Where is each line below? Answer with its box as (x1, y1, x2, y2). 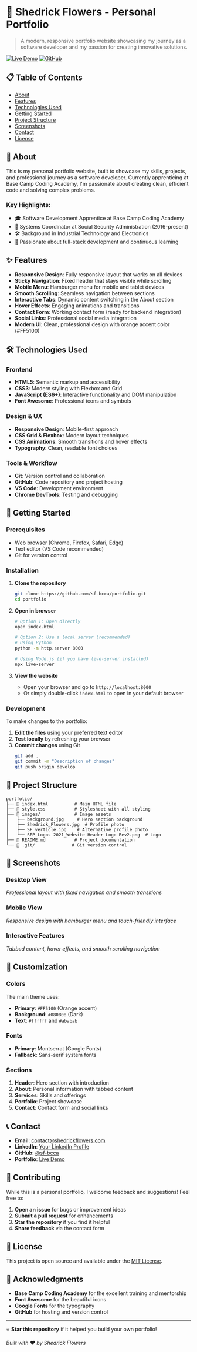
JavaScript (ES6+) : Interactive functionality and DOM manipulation (14, 391, 177, 399)
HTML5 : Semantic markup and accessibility (14, 379, 121, 386)
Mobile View (6, 903, 43, 912)
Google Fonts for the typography (14, 1302, 95, 1310)
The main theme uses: (6, 993, 60, 1000)
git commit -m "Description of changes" (14, 758, 115, 764)
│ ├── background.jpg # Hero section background (6, 816, 143, 822)
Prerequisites (6, 526, 45, 534)
